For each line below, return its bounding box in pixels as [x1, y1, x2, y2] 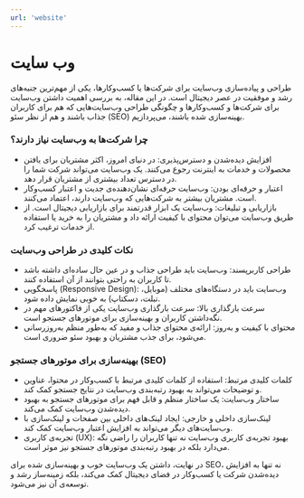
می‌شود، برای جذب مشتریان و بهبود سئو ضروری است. [23, 332, 206, 343]
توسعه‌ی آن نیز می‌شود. [10, 478, 90, 489]
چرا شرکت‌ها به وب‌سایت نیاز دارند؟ [10, 133, 148, 146]
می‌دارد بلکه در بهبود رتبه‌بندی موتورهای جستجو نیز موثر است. [23, 442, 230, 453]
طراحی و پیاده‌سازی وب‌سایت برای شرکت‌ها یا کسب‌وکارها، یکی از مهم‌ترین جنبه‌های [10, 82, 292, 93]
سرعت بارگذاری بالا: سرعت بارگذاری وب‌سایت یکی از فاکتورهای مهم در [23, 303, 265, 314]
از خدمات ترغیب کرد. [23, 221, 95, 231]
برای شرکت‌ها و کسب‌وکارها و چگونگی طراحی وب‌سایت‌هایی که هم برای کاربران [10, 101, 280, 112]
